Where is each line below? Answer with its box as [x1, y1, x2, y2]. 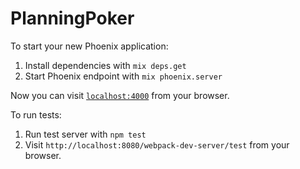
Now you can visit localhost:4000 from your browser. [10, 89, 230, 101]
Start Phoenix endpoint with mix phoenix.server [24, 70, 223, 82]
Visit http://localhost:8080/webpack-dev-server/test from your [24, 138, 290, 151]
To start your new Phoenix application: [10, 40, 169, 52]
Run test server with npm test [24, 128, 147, 140]
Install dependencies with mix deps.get [24, 59, 187, 71]
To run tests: [10, 108, 62, 121]
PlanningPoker [10, 7, 135, 30]
